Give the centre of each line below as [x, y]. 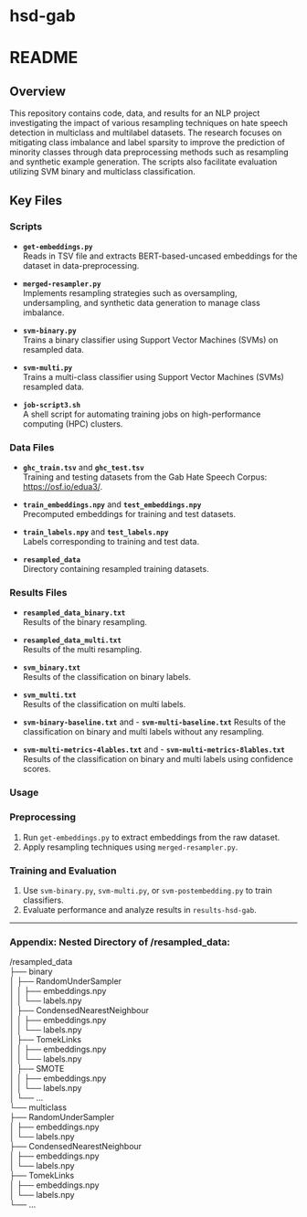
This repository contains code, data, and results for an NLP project [135, 113]
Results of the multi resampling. [82, 650]
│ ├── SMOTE [37, 1069]
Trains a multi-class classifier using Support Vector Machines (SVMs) [153, 376]
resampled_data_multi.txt [72, 640]
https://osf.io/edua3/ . [63, 487]
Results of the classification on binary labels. [107, 677]
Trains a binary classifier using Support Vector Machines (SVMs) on [150, 340]
